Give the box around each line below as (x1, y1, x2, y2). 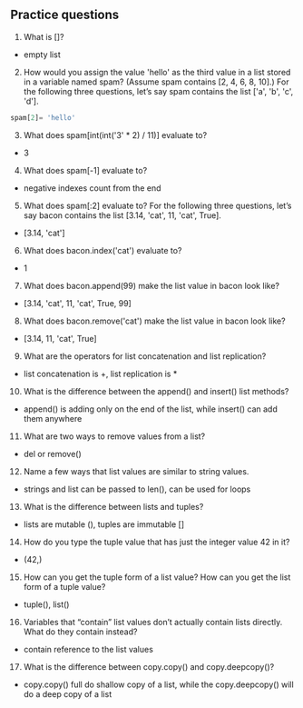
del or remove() (23, 448, 83, 459)
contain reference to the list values (23, 643, 153, 654)
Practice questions (10, 7, 120, 23)
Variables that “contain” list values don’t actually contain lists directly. (23, 616, 283, 627)
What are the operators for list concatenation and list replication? (23, 350, 267, 362)
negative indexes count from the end (23, 182, 161, 194)
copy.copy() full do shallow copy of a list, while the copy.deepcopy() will (23, 679, 294, 690)
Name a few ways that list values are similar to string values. (23, 465, 249, 476)
